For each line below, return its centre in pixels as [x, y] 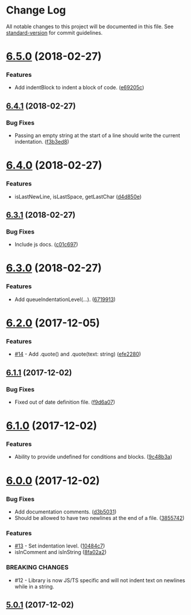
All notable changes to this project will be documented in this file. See [90, 26]
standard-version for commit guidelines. [54, 32]
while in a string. [34, 586]
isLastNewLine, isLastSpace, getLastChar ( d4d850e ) [78, 197]
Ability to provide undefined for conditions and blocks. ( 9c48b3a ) [93, 457]
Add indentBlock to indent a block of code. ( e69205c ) [79, 87]
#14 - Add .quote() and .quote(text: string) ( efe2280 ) [78, 354]
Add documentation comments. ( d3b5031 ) [65, 512]
